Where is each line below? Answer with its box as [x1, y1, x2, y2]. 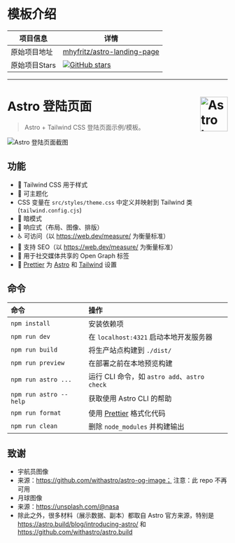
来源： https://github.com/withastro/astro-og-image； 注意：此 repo [17, 476, 213, 485]
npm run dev [10, 333, 51, 340]
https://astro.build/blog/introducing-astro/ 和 [17, 520, 147, 528]
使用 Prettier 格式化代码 [88, 408, 166, 418]
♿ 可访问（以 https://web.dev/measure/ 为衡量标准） [17, 232, 170, 240]
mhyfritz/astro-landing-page [62, 46, 159, 56]
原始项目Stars [10, 60, 57, 70]
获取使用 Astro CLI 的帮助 [88, 394, 172, 403]
